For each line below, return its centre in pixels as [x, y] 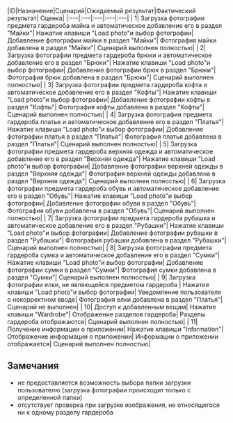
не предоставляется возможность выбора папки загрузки [104, 383]
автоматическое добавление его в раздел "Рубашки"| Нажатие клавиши [116, 225]
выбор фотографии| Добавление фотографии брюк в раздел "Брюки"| [112, 70]
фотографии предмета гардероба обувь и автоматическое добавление [113, 189]
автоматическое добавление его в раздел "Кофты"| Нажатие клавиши [112, 92]
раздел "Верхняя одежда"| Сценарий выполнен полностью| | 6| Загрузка [116, 181]
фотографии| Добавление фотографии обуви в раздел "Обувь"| [102, 203]
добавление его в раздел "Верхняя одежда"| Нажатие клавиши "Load [111, 159]
